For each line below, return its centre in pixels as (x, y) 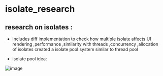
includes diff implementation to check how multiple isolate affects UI (81, 39)
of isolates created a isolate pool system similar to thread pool (75, 49)
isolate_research (40, 9)
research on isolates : (39, 27)
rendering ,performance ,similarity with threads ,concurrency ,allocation (85, 44)
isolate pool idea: (30, 59)
